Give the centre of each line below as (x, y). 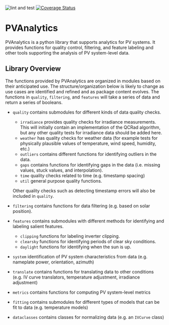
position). (22, 211)
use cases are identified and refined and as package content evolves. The (82, 91)
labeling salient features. (38, 226)
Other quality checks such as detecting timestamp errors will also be (84, 191)
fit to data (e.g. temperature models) (50, 307)
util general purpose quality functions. (61, 181)
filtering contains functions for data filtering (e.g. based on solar (81, 206)
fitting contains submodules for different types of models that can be (86, 302)
